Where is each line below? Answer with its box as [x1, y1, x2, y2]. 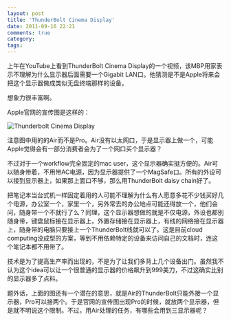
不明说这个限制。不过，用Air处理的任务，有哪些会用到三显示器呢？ [19, 307, 208, 314]
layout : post [7, 10, 45, 17]
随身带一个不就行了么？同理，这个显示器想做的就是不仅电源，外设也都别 [19, 208, 224, 217]
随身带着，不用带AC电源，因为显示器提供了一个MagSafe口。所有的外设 [12, 168, 216, 176]
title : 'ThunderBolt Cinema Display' [7, 16, 115, 23]
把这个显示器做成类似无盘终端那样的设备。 [7, 79, 128, 87]
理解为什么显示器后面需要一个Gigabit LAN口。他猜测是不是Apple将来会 [19, 70, 221, 78]
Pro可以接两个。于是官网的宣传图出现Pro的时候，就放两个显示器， [25, 298, 213, 306]
